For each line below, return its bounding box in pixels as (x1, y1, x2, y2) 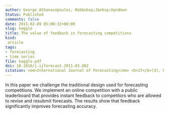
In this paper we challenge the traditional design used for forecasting (5, 82, 148, 88)
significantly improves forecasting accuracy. (5, 103, 97, 109)
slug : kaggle (5, 26, 33, 31)
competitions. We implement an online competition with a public (5, 87, 138, 93)
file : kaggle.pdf (5, 59, 42, 64)
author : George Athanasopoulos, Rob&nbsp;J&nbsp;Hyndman (5, 7, 127, 13)
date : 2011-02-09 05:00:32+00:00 (5, 21, 75, 27)
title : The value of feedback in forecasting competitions (5, 31, 132, 36)
